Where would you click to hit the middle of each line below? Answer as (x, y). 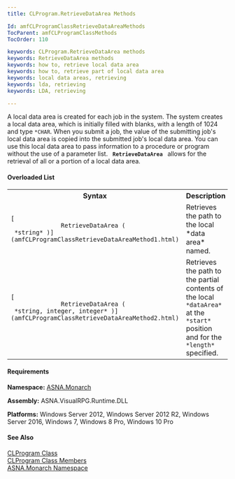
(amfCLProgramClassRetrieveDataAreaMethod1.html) (95, 239)
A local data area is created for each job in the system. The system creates (115, 117)
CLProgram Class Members (47, 460)
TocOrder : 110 (28, 39)
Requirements (28, 371)
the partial (202, 279)
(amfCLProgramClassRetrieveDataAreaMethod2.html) (95, 318)
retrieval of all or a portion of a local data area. (74, 161)
